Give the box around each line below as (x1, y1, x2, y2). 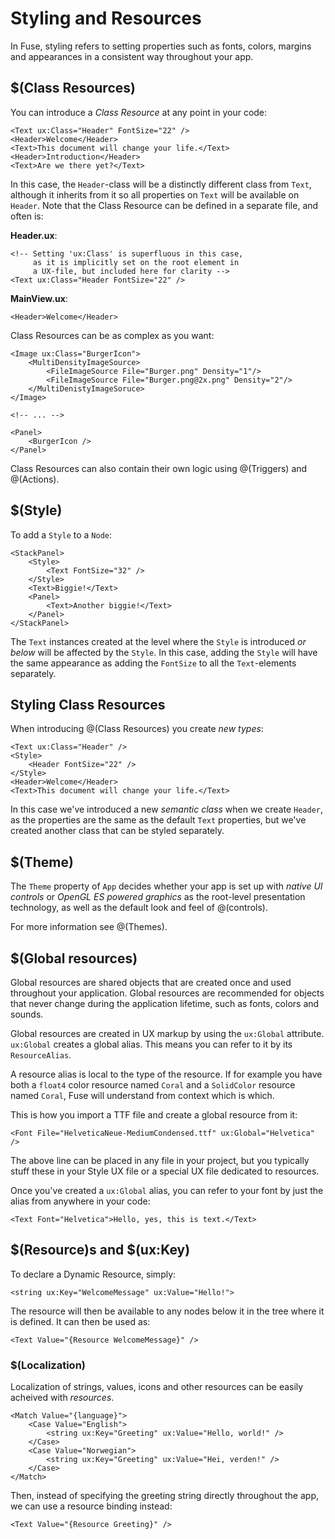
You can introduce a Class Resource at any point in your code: (10, 106, 268, 118)
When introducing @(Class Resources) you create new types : (10, 723, 264, 735)
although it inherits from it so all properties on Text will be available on (10, 188, 300, 201)
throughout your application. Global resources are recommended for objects (10, 987, 325, 999)
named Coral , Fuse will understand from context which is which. (10, 1090, 275, 1101)
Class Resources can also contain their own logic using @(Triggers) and (10, 462, 308, 474)
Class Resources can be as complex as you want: (10, 329, 215, 341)
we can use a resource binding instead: (10, 1500, 173, 1512)
